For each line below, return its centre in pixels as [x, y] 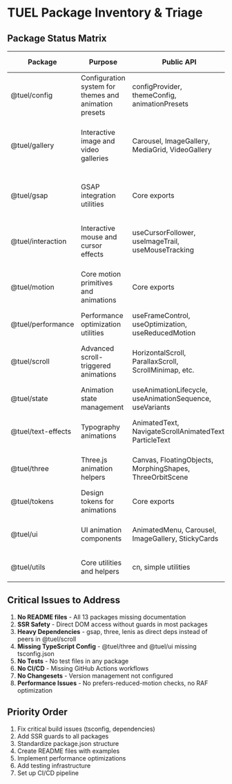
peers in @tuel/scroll [47, 639]
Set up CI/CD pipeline [48, 773]
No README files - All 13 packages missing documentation [101, 617]
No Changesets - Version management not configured [95, 675]
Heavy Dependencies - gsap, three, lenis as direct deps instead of [112, 631]
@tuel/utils [28, 567]
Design [92, 493]
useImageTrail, [156, 241]
